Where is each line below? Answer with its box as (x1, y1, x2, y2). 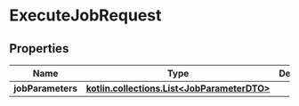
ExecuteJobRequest (9, 5, 162, 26)
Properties (9, 41, 69, 56)
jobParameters (13, 82, 78, 94)
